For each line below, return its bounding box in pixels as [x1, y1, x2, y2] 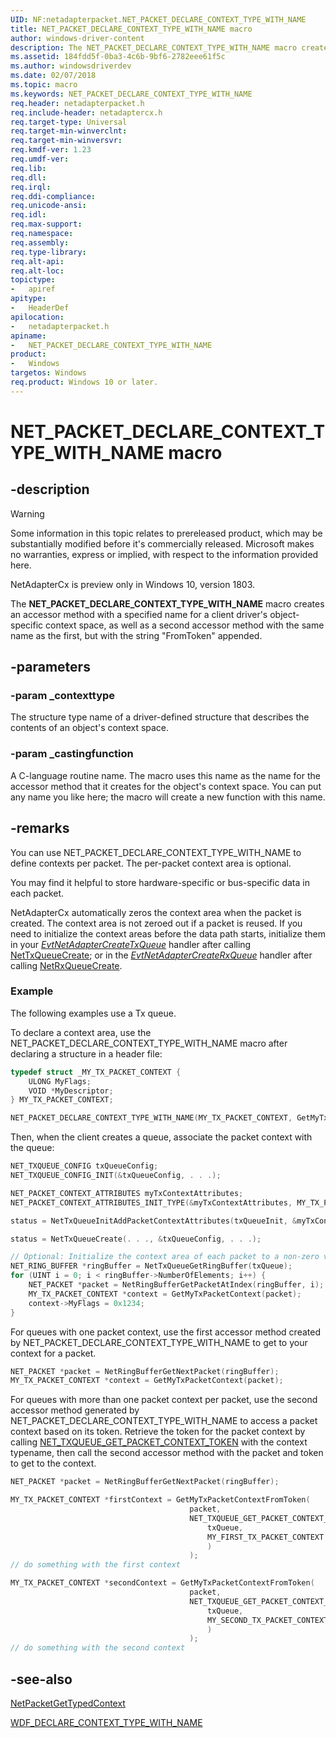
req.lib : [10, 163, 47, 173]
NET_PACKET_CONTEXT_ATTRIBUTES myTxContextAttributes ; [10, 1188, 244, 1198]
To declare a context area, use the [10, 1026, 152, 1038]
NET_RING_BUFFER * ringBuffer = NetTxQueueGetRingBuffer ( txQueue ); [10, 1261, 293, 1271]
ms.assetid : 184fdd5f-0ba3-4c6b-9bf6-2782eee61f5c [10, 52, 226, 62]
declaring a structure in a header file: [10, 1047, 163, 1060]
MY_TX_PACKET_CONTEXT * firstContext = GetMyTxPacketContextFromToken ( [10, 1495, 311, 1505]
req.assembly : [10, 237, 70, 248]
